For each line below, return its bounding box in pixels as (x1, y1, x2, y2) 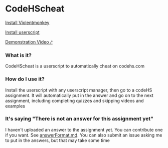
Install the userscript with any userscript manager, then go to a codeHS (5, 87, 152, 93)
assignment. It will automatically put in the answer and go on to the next (5, 92, 154, 98)
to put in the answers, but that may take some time (5, 137, 110, 143)
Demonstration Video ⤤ (5, 38, 53, 45)
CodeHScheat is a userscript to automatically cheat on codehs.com (5, 63, 145, 69)
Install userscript (5, 29, 40, 35)
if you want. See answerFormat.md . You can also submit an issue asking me (5, 132, 162, 138)
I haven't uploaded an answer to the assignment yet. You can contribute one (5, 126, 163, 132)
